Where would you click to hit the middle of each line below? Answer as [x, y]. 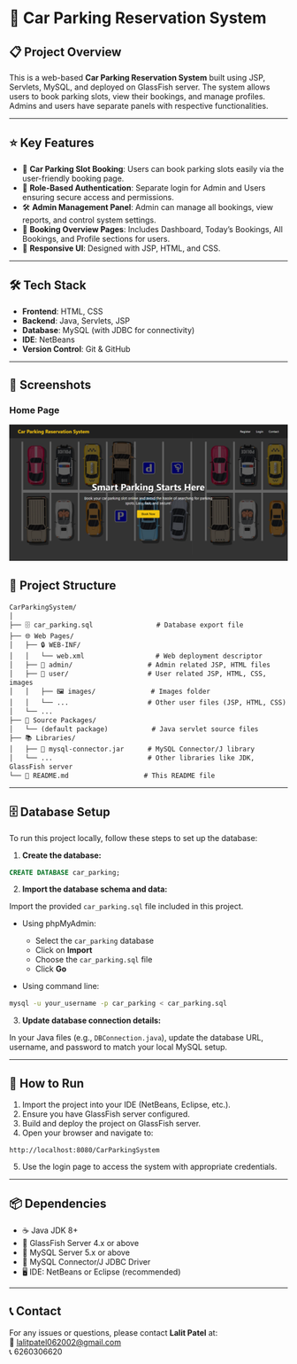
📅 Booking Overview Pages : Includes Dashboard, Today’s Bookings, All [152, 229]
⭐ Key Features [52, 143]
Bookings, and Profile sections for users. [96, 238]
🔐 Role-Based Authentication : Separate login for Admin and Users [144, 187]
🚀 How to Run [47, 1083]
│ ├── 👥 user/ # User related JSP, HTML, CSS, [138, 674]
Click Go [51, 969]
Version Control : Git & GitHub [76, 348]
